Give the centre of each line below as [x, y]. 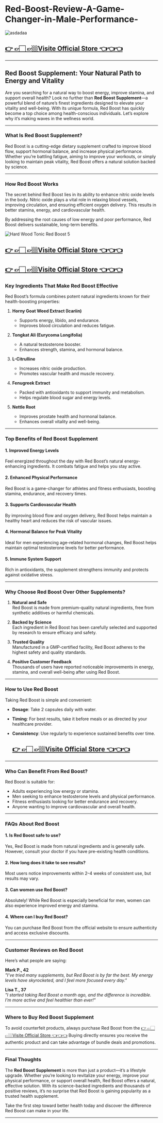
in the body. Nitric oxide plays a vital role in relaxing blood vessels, [72, 200]
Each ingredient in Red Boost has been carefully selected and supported [84, 627]
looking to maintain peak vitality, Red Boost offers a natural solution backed [80, 161]
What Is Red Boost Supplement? [44, 136]
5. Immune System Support [33, 559]
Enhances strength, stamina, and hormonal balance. [71, 350]
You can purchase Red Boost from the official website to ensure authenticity [81, 927]
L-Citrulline [24, 359]
